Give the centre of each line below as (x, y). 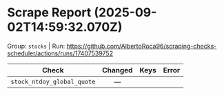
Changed (118, 70)
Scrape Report (49, 13)
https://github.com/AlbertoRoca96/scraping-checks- (142, 46)
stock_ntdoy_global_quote (53, 81)
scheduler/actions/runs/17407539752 (60, 53)
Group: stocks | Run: (36, 46)
